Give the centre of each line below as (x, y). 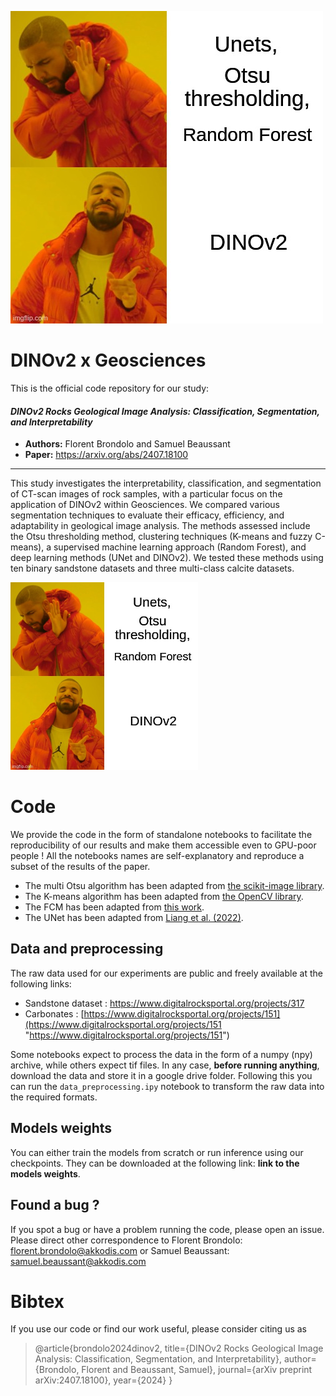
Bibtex (37, 1301)
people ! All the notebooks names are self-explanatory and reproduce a (157, 856)
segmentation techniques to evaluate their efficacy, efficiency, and (147, 515)
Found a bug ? (55, 1205)
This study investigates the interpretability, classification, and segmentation (166, 483)
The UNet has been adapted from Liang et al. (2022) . (134, 918)
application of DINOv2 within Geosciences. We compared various (145, 505)
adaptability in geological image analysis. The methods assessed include (160, 526)
